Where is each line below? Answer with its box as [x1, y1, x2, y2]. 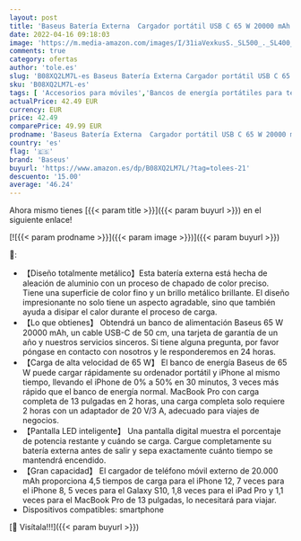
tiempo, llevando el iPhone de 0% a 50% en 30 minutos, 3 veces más [21, 377, 279, 387]
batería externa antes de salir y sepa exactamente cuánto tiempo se [21, 446, 273, 457]
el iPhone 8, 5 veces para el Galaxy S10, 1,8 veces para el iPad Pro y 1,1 [21, 485, 284, 496]
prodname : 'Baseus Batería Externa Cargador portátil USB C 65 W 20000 [9, 130, 287, 139]
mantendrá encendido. [21, 455, 107, 466]
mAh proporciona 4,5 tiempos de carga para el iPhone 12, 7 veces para [21, 475, 285, 486]
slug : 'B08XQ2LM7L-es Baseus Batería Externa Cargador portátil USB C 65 [9, 72, 291, 81]
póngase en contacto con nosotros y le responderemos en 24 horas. [21, 347, 276, 358]
